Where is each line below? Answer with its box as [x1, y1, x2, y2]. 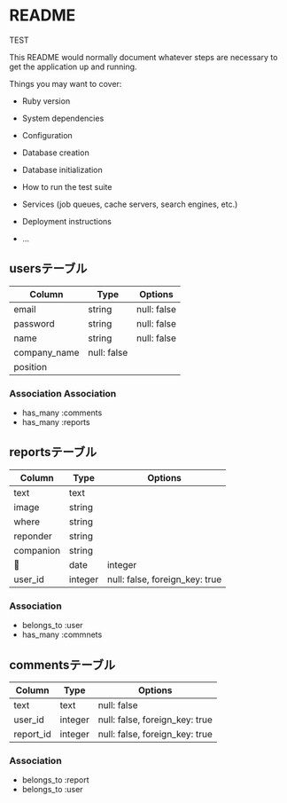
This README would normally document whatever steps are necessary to [9, 51, 278, 62]
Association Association [9, 387, 117, 399]
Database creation [21, 147, 90, 158]
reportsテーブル [9, 445, 97, 460]
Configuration [21, 130, 73, 140]
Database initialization [21, 164, 104, 175]
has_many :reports [21, 417, 90, 428]
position [13, 360, 47, 373]
